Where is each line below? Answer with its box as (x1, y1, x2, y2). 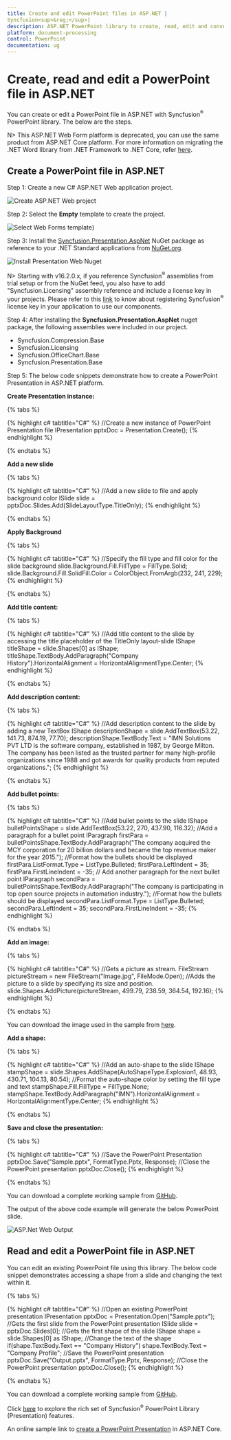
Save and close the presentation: (7, 1123, 104, 1131)
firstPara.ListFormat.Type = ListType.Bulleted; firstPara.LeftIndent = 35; (7, 860, 210, 868)
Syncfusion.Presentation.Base (16, 358, 103, 366)
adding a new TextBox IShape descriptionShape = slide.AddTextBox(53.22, (7, 727, 220, 735)
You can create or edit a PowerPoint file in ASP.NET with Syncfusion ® (7, 109, 204, 118)
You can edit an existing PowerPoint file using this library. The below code (7, 1263, 217, 1272)
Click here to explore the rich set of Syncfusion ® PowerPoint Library (7, 1403, 199, 1413)
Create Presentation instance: (7, 392, 95, 400)
